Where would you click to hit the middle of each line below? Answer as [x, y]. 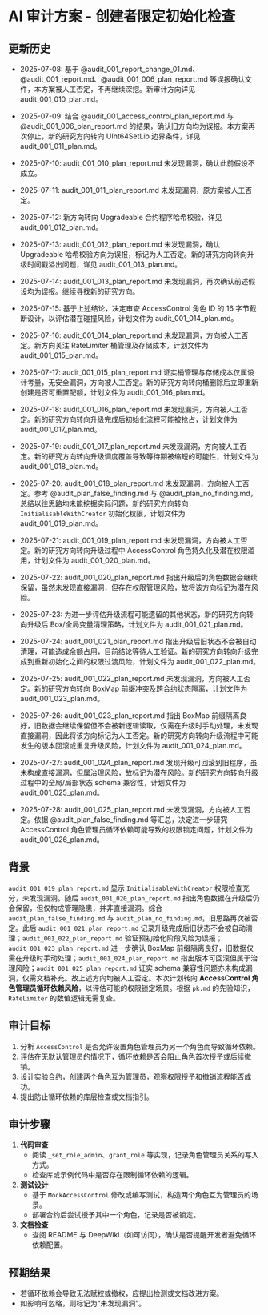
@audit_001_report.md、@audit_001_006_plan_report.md [114, 79]
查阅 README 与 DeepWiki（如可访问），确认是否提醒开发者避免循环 [144, 1235]
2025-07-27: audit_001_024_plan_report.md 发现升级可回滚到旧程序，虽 [138, 762]
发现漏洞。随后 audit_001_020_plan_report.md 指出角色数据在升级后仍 [144, 898]
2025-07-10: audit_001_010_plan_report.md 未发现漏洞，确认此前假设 [134, 163]
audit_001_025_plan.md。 [62, 792]
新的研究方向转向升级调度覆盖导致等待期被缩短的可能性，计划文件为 [146, 456]
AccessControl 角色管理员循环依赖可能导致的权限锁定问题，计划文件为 [136, 830]
